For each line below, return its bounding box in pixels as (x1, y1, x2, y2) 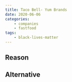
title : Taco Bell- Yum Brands (5, 7, 68, 12)
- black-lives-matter (14, 35, 58, 40)
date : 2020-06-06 (5, 12, 41, 17)
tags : (5, 30, 16, 35)
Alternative (5, 70, 40, 79)
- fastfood (14, 26, 36, 31)
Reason (5, 53, 29, 62)
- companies (14, 21, 38, 26)
